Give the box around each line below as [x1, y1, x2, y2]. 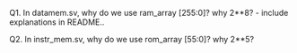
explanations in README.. [9, 17, 105, 27]
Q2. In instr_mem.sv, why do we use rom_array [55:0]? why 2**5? [9, 34, 254, 44]
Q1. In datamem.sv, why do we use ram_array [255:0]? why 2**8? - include [9, 8, 289, 18]
